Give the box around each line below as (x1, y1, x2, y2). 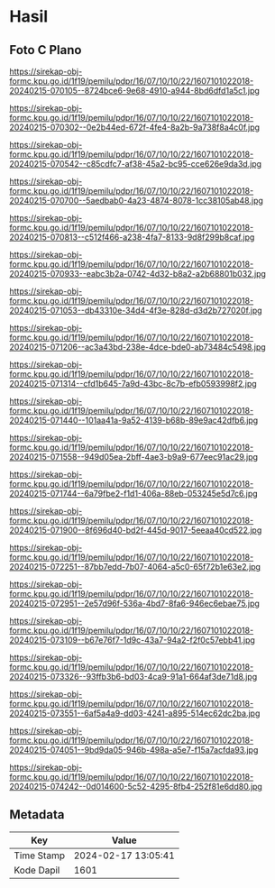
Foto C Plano (9, 42, 82, 58)
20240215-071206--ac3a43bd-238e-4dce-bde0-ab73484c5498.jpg (9, 342, 266, 352)
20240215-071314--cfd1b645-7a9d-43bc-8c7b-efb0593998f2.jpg (9, 379, 257, 389)
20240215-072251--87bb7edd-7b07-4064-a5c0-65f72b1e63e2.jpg (9, 562, 261, 572)
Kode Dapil (14, 864, 60, 876)
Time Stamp (14, 849, 66, 862)
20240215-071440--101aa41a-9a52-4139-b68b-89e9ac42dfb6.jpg (9, 415, 259, 426)
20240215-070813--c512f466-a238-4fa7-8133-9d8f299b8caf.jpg (9, 232, 255, 243)
